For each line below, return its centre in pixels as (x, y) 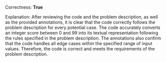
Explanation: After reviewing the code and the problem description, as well (82, 17)
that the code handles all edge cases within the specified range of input (79, 43)
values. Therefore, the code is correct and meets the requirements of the (80, 49)
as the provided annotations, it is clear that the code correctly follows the (80, 22)
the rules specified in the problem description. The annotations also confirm (83, 38)
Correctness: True (24, 7)
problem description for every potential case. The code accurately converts (83, 27)
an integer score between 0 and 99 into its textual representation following (82, 33)
